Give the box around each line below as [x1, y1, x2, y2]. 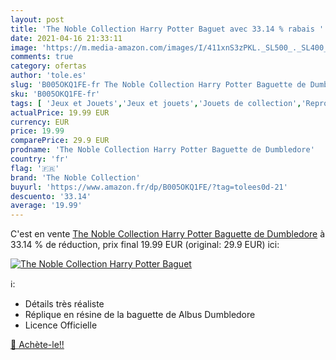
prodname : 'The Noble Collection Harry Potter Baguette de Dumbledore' [10, 145, 315, 155]
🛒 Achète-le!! [10, 339, 65, 351]
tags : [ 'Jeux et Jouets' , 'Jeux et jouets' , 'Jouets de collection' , [10, 98, 302, 108]
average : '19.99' [10, 201, 83, 211]
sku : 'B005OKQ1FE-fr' [10, 89, 101, 99]
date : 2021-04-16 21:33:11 [10, 33, 123, 43]
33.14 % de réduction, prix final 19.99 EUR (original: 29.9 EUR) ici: [10, 239, 280, 251]
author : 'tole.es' [10, 71, 87, 81]
